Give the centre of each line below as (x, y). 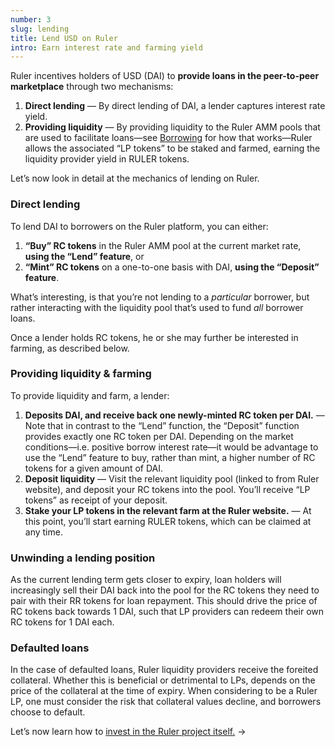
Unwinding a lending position (83, 558)
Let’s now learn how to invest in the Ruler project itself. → (128, 732)
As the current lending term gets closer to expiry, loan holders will (146, 580)
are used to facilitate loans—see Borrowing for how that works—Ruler (168, 138)
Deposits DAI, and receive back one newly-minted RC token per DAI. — (174, 415)
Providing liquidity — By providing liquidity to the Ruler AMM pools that (172, 127)
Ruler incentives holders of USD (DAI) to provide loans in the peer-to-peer (165, 76)
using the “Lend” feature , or (84, 256)
